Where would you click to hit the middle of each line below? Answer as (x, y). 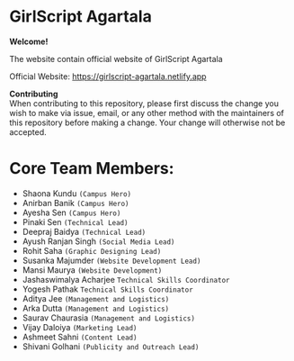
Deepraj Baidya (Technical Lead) (84, 231)
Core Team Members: (92, 169)
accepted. (28, 131)
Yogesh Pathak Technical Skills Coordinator (107, 289)
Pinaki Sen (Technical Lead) (75, 221)
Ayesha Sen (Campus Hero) (71, 212)
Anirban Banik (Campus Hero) (76, 203)
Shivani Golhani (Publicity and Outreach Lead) (111, 346)
